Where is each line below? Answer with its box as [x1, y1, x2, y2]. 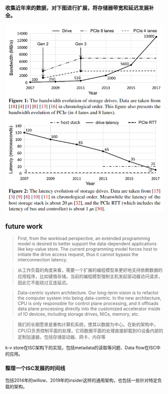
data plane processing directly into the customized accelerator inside [17, 306, 160, 312]
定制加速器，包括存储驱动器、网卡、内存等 [17, 334, 106, 340]
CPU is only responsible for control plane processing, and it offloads [17, 301, 159, 307]
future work [5, 222, 43, 231]
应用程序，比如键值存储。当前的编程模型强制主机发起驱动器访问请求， [17, 273, 163, 279]
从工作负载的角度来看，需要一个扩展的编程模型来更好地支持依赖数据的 [17, 267, 163, 273]
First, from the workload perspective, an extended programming [17, 235, 150, 242]
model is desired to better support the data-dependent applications [17, 241, 157, 247]
